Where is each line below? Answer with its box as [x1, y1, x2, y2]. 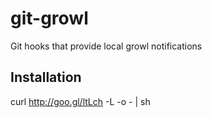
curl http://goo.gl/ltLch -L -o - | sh [10, 95, 151, 107]
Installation [10, 69, 82, 86]
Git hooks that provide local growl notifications [10, 40, 203, 52]
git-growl [10, 7, 89, 30]
